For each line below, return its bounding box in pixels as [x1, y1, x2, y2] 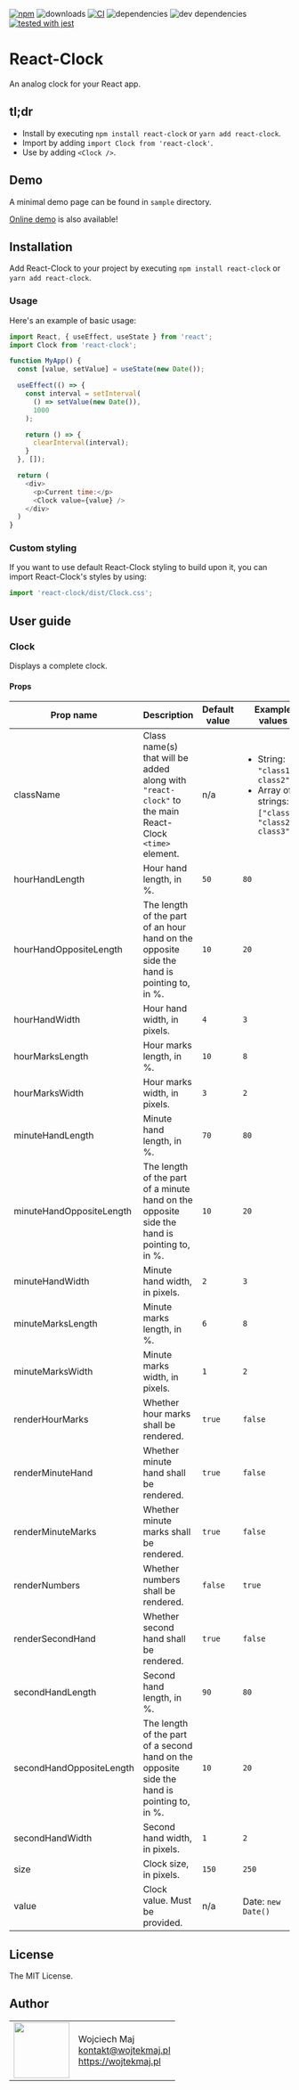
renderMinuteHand [13, 1466, 93, 1479]
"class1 [257, 766, 291, 776]
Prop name [50, 709, 98, 722]
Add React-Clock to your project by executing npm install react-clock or [9, 263, 281, 273]
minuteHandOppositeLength [13, 1205, 132, 1218]
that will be [142, 752, 189, 764]
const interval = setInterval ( [25, 389, 141, 398]
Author [9, 1996, 49, 2012]
